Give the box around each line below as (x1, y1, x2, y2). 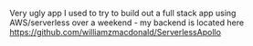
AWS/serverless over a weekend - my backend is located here (9, 17, 245, 28)
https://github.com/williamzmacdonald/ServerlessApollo (9, 27, 222, 37)
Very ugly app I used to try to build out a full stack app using (9, 8, 237, 18)
